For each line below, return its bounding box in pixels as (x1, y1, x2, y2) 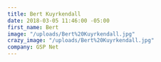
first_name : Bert (7, 24, 59, 31)
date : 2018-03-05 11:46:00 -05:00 (7, 17, 110, 24)
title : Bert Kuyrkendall (7, 10, 81, 18)
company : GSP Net (7, 43, 59, 51)
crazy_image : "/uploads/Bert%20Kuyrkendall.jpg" (7, 37, 155, 44)
